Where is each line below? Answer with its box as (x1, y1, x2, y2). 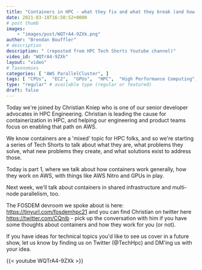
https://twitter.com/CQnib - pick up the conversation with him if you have (6, 215, 188, 222)
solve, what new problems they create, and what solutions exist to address (6, 147, 191, 154)
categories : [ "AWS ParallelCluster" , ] (6, 71, 109, 77)
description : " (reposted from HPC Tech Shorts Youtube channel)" (6, 48, 176, 54)
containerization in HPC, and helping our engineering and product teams (6, 116, 186, 124)
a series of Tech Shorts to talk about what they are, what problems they (6, 141, 183, 148)
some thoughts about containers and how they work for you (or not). (6, 221, 176, 228)
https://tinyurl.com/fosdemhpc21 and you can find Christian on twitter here (6, 208, 192, 215)
